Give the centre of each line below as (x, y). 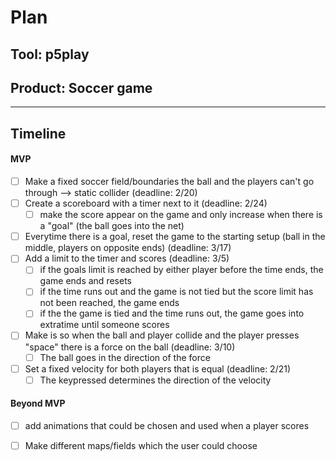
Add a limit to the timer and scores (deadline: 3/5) (127, 258)
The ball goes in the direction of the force (125, 357)
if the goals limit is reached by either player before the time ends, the (181, 270)
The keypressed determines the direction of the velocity (155, 380)
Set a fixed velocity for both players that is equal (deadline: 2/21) (158, 368)
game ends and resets (85, 281)
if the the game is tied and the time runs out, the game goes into (172, 313)
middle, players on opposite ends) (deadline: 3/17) (128, 248)
